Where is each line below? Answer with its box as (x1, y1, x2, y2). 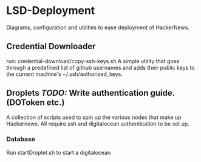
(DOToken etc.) (6, 98, 65, 108)
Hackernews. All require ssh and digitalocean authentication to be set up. (6, 120, 189, 127)
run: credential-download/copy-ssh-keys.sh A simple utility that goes (6, 57, 180, 64)
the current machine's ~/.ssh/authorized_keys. (6, 70, 123, 78)
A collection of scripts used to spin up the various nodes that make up (6, 113, 182, 121)
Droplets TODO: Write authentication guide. (6, 88, 175, 98)
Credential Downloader (6, 41, 96, 52)
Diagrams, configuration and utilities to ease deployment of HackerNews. (6, 24, 190, 31)
